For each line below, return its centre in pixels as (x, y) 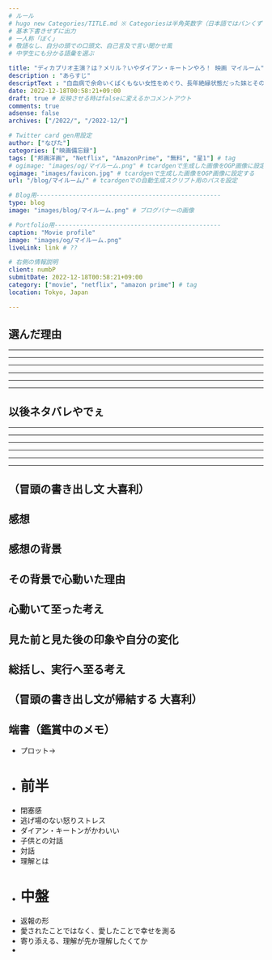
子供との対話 (41, 841)
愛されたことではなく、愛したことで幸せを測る (98, 931)
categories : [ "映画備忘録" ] (53, 151)
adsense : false (34, 113)
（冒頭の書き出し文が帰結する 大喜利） (105, 700)
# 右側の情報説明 (33, 262)
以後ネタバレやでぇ (56, 411)
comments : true (34, 106)
